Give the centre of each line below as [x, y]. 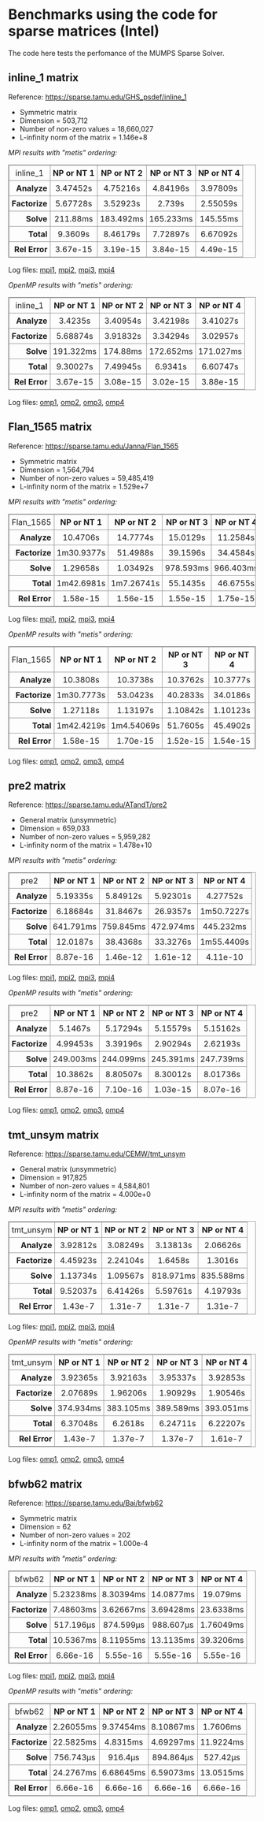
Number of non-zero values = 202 [75, 1535]
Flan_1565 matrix [50, 427]
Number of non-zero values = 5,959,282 [85, 837]
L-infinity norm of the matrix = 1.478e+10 [86, 845]
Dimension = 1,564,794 [57, 470]
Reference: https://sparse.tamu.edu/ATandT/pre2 [88, 805]
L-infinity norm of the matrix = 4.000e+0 [85, 1195]
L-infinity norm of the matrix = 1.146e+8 [83, 137]
